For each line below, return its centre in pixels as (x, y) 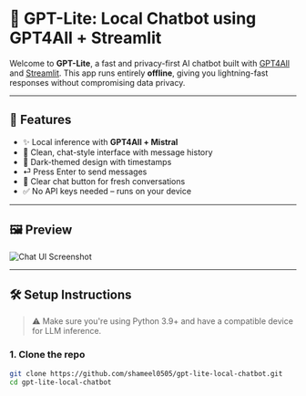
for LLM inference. (66, 331)
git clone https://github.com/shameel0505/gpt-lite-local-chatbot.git (146, 373)
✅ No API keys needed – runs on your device (107, 191)
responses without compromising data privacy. (97, 82)
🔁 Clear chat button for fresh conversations (104, 181)
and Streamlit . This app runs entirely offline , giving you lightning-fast (139, 73)
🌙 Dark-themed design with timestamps (97, 162)
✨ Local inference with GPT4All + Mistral (100, 141)
